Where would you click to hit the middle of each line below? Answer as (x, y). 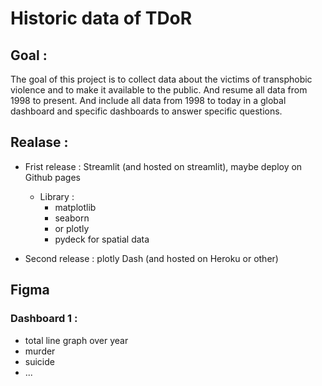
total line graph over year (76, 340)
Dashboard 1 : (44, 319)
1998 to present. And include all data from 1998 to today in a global (148, 100)
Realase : (39, 142)
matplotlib (75, 207)
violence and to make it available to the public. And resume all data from (159, 90)
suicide (39, 361)
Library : (57, 196)
